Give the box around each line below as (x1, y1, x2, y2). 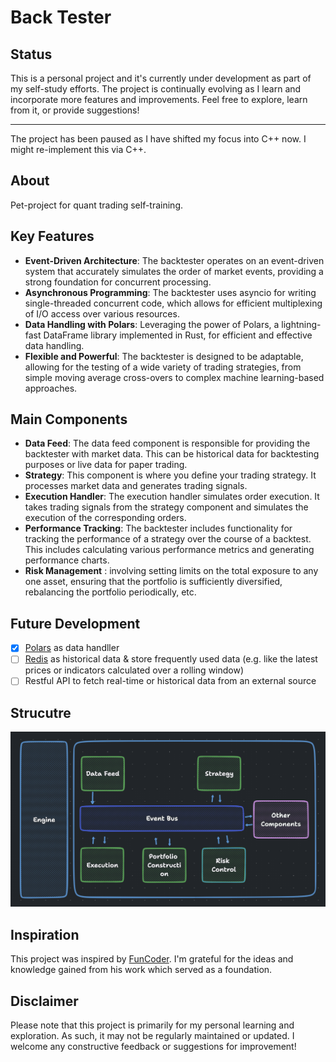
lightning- (281, 318, 322, 330)
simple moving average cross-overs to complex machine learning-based (24, 371, 325, 383)
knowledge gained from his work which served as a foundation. (10, 964, 273, 976)
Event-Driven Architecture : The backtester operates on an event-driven (24, 254, 325, 266)
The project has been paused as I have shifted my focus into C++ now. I (10, 133, 307, 145)
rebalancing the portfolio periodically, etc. (24, 586, 197, 598)
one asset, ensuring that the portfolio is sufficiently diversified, (24, 576, 283, 588)
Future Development (10, 615, 141, 632)
